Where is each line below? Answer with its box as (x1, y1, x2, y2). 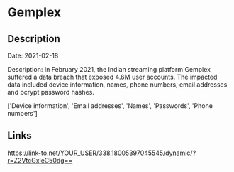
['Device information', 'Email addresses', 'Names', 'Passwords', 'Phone (7, 102, 213, 110)
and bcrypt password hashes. (7, 88, 94, 96)
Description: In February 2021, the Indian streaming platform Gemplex (7, 65, 211, 73)
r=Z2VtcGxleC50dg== (7, 156, 73, 164)
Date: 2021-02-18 (7, 51, 59, 60)
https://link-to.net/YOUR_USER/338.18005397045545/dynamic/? (7, 149, 196, 157)
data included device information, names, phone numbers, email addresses (7, 80, 228, 89)
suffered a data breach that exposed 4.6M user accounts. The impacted (7, 72, 218, 81)
